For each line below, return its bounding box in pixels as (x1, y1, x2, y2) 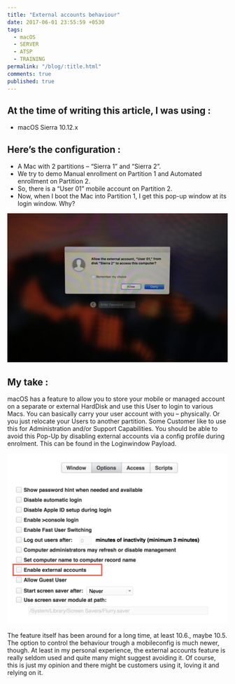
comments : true (7, 70, 52, 77)
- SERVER (13, 41, 39, 48)
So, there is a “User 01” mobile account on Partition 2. (17, 184, 173, 193)
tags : (7, 26, 23, 33)
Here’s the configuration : (7, 144, 121, 156)
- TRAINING (13, 56, 45, 63)
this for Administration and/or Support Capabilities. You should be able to (7, 425, 218, 433)
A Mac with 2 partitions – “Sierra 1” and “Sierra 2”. (17, 162, 162, 171)
